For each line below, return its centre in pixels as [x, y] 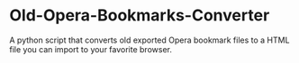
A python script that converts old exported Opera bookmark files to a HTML [149, 40]
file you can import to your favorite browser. [91, 49]
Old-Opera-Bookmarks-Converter [140, 16]
